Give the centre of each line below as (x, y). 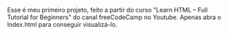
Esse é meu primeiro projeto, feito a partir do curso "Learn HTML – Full (107, 10)
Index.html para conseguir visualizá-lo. (62, 24)
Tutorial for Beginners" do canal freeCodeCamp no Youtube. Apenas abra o (114, 17)
